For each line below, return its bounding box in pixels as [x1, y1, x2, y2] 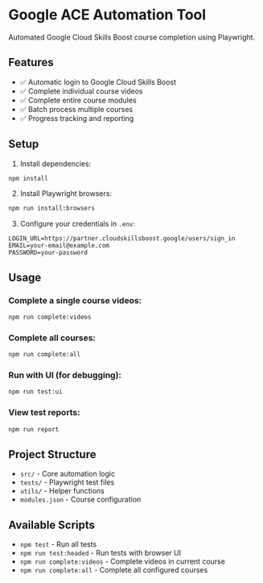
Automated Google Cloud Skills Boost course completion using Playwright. [8, 32, 256, 42]
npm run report [8, 425, 60, 433]
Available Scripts [8, 518, 95, 531]
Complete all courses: [8, 332, 97, 344]
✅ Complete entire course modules [19, 95, 137, 105]
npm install [8, 174, 48, 182]
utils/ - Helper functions [19, 486, 105, 496]
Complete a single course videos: [8, 294, 142, 306]
